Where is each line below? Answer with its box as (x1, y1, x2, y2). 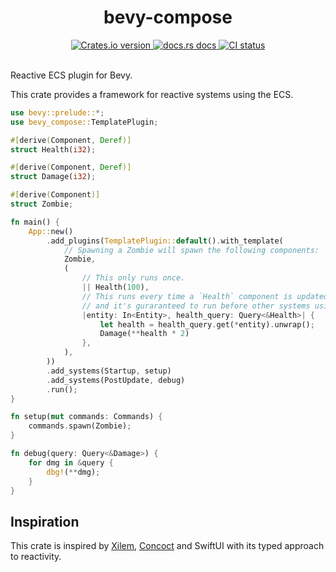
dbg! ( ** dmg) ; (46, 467, 101, 477)
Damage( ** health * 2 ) (99, 329, 190, 339)
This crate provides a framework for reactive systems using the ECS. (10, 88, 294, 100)
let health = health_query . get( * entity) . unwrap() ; (99, 319, 315, 330)
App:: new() (28, 226, 74, 236)
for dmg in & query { (28, 457, 114, 468)
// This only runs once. (81, 273, 186, 283)
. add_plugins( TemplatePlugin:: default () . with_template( (46, 236, 284, 246)
